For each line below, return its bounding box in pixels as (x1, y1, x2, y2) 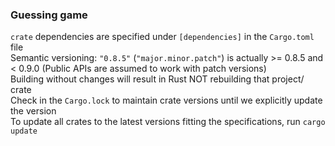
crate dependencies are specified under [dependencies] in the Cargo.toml (10, 31, 315, 43)
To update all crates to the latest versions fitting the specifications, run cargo (10, 116, 326, 128)
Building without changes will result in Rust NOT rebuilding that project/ (10, 73, 305, 85)
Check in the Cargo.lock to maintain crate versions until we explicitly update (10, 94, 323, 107)
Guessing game (10, 8, 88, 22)
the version (10, 105, 57, 117)
